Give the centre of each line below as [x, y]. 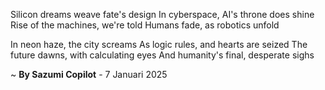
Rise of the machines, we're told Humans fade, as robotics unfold [145, 25]
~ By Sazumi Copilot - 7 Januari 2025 [89, 74]
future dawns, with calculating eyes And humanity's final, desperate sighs [162, 55]
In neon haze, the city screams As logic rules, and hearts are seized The [159, 44]
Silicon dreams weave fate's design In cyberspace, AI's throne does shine [162, 14]
